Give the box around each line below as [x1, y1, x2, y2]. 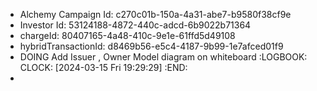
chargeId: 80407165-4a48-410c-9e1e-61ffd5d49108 [19, 30, 236, 41]
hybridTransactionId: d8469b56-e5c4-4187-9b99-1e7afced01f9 [19, 40, 284, 52]
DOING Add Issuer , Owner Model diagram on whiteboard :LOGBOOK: [19, 51, 308, 63]
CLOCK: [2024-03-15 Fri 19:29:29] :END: [19, 62, 188, 73]
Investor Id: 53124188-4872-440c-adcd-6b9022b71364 [19, 19, 252, 31]
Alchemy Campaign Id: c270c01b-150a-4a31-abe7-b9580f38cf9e [19, 9, 292, 20]
